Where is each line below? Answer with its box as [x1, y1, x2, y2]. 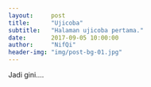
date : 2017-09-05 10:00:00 [8, 33, 119, 42]
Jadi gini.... [8, 70, 45, 79]
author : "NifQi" [8, 41, 77, 49]
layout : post [8, 11, 66, 20]
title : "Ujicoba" [8, 19, 83, 27]
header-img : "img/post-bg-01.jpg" [8, 48, 123, 56]
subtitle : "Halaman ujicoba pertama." [8, 26, 145, 34]
